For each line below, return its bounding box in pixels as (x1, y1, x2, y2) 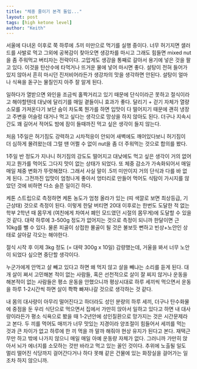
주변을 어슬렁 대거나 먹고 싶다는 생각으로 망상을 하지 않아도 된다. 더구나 (12, 113, 175, 120)
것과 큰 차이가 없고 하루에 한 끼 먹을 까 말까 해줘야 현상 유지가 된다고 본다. (6, 327, 175, 335)
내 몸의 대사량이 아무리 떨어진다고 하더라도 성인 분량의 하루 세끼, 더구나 (6, 298, 169, 306)
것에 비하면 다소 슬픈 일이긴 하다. (16, 182, 92, 189)
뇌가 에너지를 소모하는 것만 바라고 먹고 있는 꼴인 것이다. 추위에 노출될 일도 (16, 342, 186, 350)
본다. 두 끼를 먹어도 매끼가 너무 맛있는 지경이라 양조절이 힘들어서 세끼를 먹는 (12, 320, 186, 327)
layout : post (6, 14, 38, 20)
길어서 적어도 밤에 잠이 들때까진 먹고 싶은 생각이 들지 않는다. (23, 120, 161, 128)
